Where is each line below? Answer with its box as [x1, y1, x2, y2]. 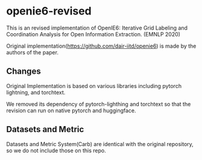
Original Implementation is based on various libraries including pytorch [6, 82, 182, 89]
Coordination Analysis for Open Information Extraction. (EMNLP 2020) [6, 30, 181, 37]
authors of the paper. [6, 48, 59, 56]
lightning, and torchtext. [6, 89, 66, 96]
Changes [6, 66, 41, 77]
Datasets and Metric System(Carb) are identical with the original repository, [6, 140, 194, 147]
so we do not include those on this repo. [6, 147, 107, 154]
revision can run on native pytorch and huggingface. [6, 107, 137, 114]
